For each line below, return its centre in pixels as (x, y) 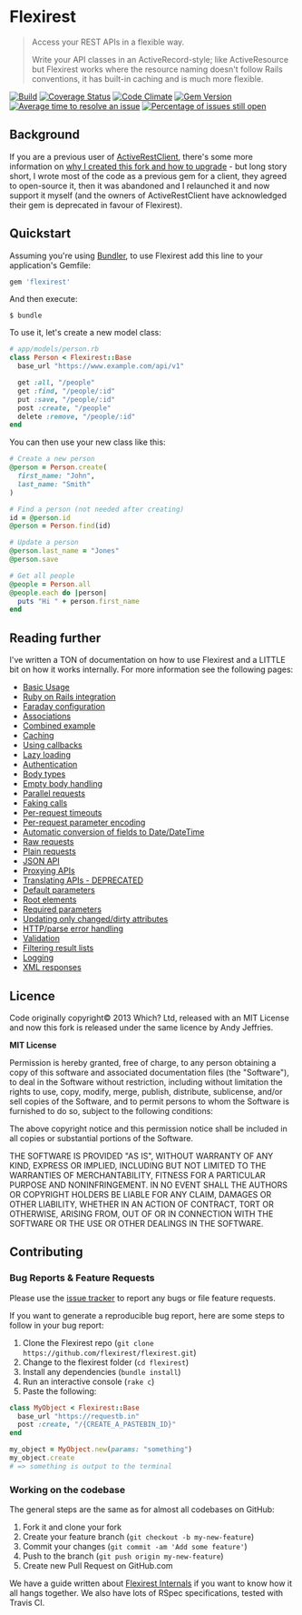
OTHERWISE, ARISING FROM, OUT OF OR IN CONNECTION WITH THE (141, 1214)
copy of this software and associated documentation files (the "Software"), (150, 1072)
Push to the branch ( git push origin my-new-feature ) (123, 1556)
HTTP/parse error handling (73, 928)
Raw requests (48, 842)
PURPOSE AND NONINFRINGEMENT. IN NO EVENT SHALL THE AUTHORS (149, 1185)
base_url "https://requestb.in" (79, 1416)
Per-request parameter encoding (84, 823)
